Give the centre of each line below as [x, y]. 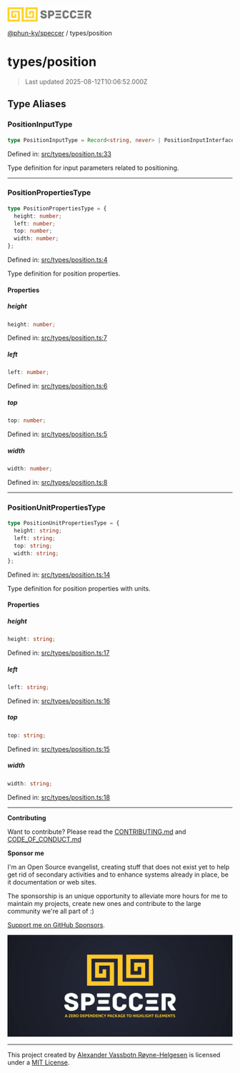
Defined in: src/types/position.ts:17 [59, 653]
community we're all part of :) [51, 911]
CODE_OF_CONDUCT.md [45, 839]
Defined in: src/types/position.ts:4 [58, 260]
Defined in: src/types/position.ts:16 [59, 701]
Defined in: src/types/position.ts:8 [57, 483]
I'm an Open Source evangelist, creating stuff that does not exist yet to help [119, 867]
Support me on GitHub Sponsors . [56, 925]
